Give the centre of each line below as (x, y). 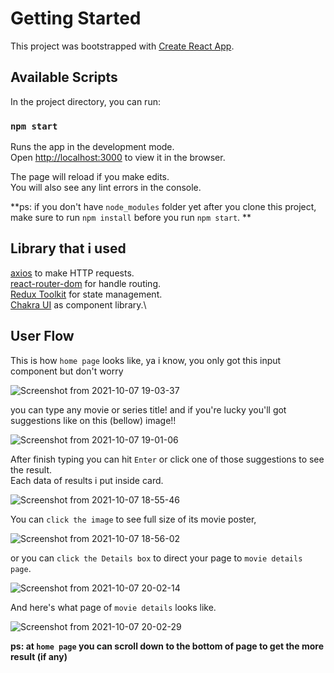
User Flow (42, 336)
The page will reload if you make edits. (90, 177)
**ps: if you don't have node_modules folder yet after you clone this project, (163, 207)
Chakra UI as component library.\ (78, 304)
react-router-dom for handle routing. (86, 283)
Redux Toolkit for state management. (86, 294)
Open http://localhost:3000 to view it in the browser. (118, 158)
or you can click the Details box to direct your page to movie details (156, 558)
